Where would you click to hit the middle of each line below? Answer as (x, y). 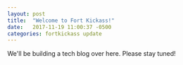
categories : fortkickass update (55, 34)
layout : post (26, 14)
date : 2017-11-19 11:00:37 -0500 (59, 27)
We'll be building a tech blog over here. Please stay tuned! (91, 54)
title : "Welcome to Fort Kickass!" (61, 20)
